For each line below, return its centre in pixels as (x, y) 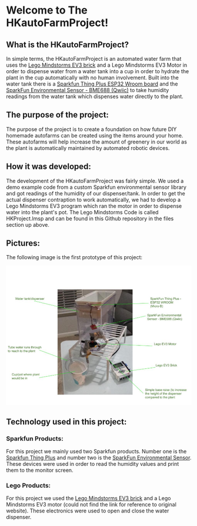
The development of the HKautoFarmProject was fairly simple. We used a (95, 181)
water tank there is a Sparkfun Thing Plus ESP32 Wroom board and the (92, 84)
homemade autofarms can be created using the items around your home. (95, 135)
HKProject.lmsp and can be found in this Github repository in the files (90, 218)
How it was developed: (49, 167)
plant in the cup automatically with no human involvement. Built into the (93, 78)
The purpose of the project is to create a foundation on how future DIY (91, 129)
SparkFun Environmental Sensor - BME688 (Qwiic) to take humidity (88, 90)
